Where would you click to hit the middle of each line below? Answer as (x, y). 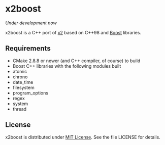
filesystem (23, 87)
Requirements (28, 49)
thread (20, 109)
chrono (20, 77)
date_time (23, 82)
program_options (30, 93)
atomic (20, 71)
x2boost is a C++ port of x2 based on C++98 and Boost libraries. (73, 32)
